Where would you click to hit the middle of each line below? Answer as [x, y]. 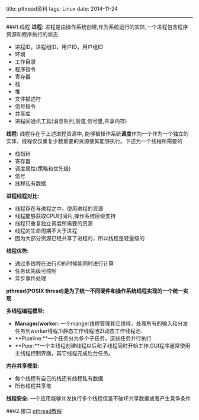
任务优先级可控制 [36, 271]
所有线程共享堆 [33, 386]
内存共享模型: [23, 366]
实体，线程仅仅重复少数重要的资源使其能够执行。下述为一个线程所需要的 [94, 141]
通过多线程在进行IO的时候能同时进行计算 [64, 263]
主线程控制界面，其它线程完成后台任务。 [64, 353]
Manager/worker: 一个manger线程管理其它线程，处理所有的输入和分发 [101, 323]
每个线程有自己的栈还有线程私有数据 [59, 378]
